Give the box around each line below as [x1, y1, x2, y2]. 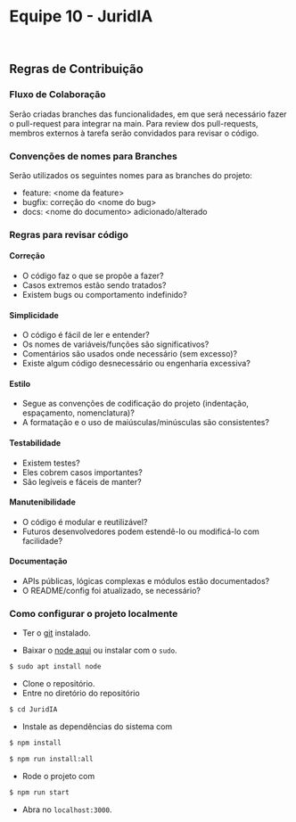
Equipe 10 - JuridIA [9, 6, 153, 27]
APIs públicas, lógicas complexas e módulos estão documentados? [21, 576, 270, 587]
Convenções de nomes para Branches [9, 150, 178, 162]
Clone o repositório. [21, 678, 95, 689]
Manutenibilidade [9, 497, 76, 507]
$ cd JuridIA [9, 705, 58, 714]
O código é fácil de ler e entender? [21, 330, 150, 341]
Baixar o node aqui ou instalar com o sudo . [21, 645, 177, 656]
